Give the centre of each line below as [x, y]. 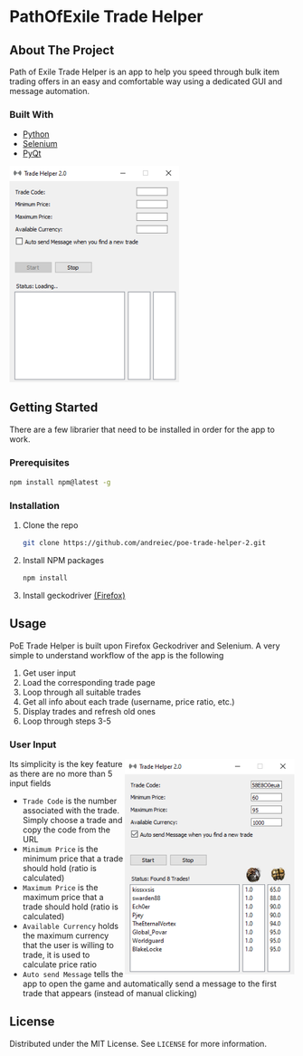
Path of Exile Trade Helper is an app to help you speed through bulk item [145, 72]
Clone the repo [50, 525]
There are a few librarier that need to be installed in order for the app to [142, 429]
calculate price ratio [60, 965]
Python [36, 134]
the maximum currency [66, 936]
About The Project [62, 50]
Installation [35, 505]
